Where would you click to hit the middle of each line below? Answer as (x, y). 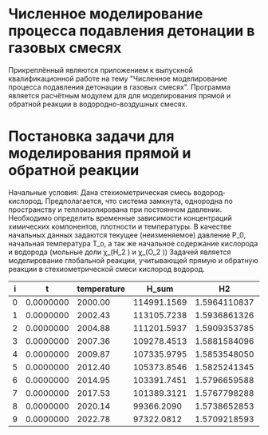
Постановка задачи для (91, 136)
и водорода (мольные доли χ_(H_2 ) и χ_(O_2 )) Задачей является (120, 252)
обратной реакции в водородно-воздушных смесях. (98, 104)
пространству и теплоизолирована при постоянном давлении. (115, 210)
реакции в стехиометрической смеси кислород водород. (106, 269)
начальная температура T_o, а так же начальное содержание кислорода (133, 243)
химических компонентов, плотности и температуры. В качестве (120, 226)
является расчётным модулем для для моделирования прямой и (120, 95)
